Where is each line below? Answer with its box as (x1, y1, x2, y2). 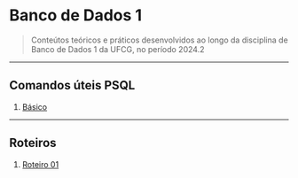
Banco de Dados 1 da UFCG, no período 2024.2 (30, 43, 205, 54)
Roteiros (9, 135, 57, 151)
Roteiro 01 (21, 159, 59, 169)
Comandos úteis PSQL (9, 78, 136, 93)
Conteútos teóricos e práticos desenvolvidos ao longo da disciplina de (30, 35, 288, 45)
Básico (21, 101, 47, 112)
